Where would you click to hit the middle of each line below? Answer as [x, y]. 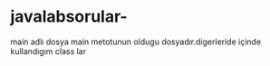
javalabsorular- [69, 17]
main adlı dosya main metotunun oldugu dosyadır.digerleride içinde [136, 42]
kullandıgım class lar [48, 51]
